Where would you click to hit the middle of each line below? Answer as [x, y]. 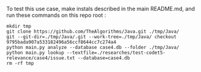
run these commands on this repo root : [56, 15]
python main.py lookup [35, 53]
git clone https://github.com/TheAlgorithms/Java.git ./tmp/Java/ [93, 31]
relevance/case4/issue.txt [41, 58]
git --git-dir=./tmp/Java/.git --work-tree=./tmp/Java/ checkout [91, 37]
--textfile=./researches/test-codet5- [116, 53]
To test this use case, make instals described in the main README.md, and [100, 9]
